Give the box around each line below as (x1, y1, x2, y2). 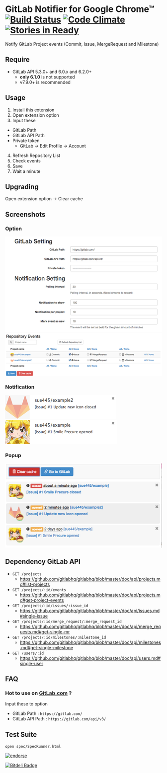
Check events (12, 157, 41, 163)
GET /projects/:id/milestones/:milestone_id (12, 635, 106, 640)
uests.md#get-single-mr (19, 628, 70, 634)
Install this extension (12, 107, 55, 113)
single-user (19, 660, 44, 666)
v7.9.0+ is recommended (19, 79, 71, 85)
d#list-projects (19, 581, 50, 587)
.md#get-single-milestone (19, 644, 74, 650)
